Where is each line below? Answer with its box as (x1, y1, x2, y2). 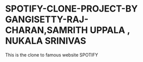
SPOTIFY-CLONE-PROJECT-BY (5, 3, 138, 15)
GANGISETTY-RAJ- (5, 14, 89, 25)
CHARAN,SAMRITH (5, 25, 88, 36)
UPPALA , (89, 25, 130, 36)
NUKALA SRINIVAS (5, 35, 86, 47)
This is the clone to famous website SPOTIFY (5, 51, 98, 58)
